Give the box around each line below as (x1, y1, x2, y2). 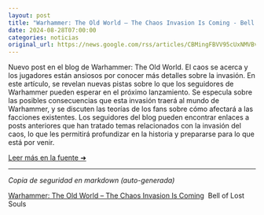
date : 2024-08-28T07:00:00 (8, 26, 97, 34)
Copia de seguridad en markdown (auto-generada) (8, 176, 175, 185)
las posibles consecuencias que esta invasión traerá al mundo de (8, 96, 220, 106)
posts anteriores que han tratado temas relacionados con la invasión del (8, 121, 242, 131)
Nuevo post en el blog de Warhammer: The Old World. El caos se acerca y (8, 62, 249, 72)
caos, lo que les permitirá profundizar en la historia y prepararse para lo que (8, 129, 255, 139)
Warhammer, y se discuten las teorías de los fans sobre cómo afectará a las (8, 104, 254, 114)
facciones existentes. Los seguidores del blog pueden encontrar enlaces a (8, 113, 250, 122)
